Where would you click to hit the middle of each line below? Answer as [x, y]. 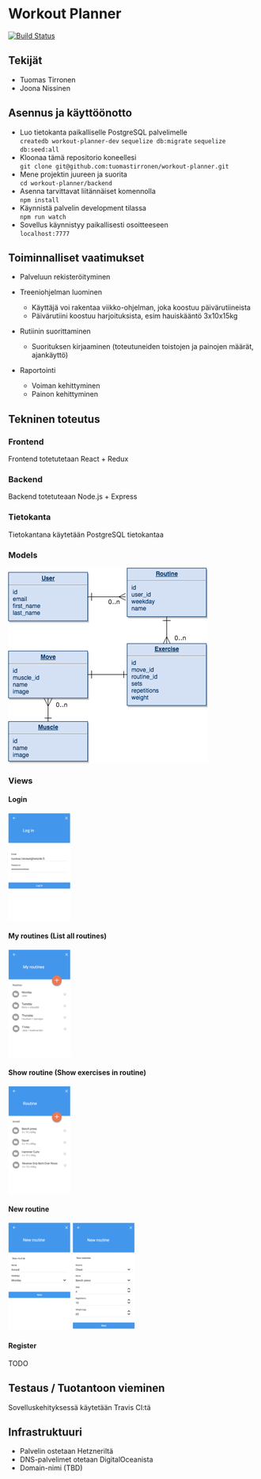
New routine [29, 1209]
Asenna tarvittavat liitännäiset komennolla [87, 191]
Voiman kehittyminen [66, 386]
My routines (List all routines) [57, 936]
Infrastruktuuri [45, 1432]
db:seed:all [39, 150]
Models [23, 555]
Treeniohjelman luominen [61, 292]
